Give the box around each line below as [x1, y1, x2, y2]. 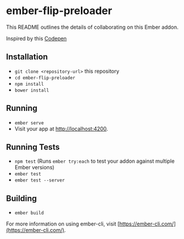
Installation [6, 52, 48, 62]
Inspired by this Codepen [6, 35, 67, 42]
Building [6, 193, 37, 203]
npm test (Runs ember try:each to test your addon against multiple [14, 157, 175, 165]
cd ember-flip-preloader [14, 75, 76, 80]
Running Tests [6, 142, 60, 152]
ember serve [14, 120, 44, 126]
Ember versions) [14, 164, 54, 171]
